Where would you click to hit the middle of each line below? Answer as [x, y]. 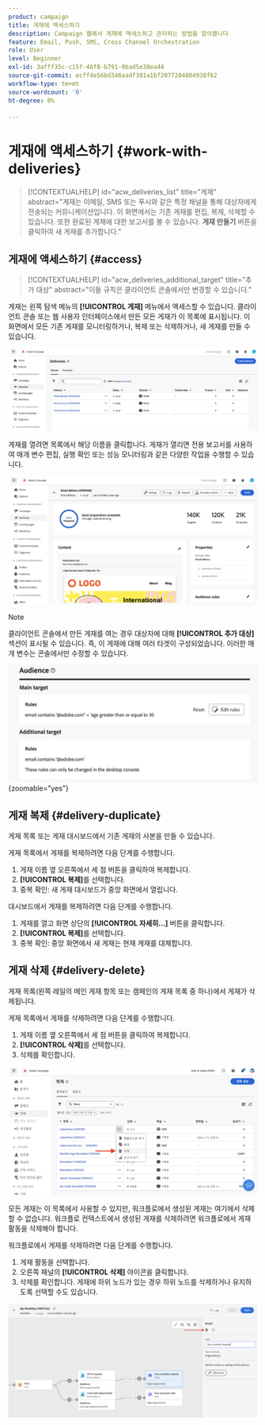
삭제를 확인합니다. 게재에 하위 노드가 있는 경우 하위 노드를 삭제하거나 [125, 1281]
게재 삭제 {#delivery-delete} [77, 971]
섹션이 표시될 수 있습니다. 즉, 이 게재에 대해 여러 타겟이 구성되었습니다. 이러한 [127, 643]
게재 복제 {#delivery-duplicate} [85, 815]
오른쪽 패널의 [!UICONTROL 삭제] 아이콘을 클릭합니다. [104, 1272]
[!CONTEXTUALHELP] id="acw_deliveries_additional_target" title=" [136, 279]
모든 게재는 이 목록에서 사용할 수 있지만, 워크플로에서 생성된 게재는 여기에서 [124, 1208]
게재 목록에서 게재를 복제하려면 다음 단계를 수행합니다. [92, 853]
